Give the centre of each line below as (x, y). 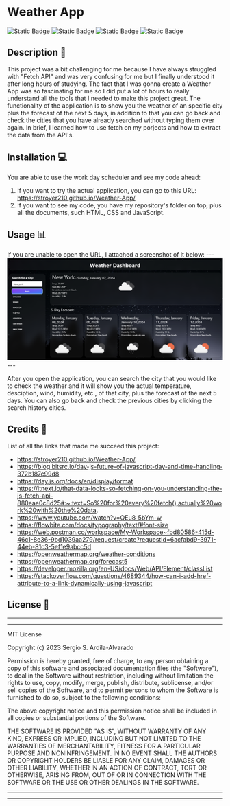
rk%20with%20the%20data (57, 510)
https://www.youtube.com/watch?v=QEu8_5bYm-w (89, 517)
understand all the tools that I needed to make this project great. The (104, 98)
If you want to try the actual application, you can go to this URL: (106, 190)
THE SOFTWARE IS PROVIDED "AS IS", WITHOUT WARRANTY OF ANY (107, 731)
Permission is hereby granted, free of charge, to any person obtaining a (108, 660)
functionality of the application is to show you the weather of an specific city (115, 105)
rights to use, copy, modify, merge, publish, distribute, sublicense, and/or (110, 682)
